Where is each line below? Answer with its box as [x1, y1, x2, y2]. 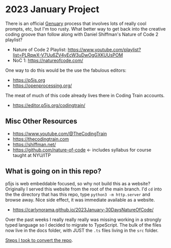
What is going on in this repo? [5, 167, 102, 176]
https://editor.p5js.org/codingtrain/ [12, 102, 85, 108]
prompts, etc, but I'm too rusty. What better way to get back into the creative [5, 25, 166, 32]
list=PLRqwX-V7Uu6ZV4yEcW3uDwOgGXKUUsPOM [12, 52, 123, 58]
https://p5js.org [12, 77, 46, 83]
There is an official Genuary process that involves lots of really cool [5, 20, 147, 26]
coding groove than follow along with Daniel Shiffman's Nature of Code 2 [5, 31, 159, 37]
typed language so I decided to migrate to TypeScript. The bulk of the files [5, 222, 162, 228]
